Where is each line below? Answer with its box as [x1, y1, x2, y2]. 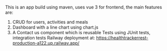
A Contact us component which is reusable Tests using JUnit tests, [12, 30, 151, 35]
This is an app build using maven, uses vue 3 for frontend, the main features [5, 4, 162, 10]
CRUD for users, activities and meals [12, 19, 88, 25]
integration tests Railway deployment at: [12, 35, 95, 41]
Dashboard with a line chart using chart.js [12, 24, 98, 30]
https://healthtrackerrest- [95, 35, 148, 41]
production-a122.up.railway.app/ [12, 40, 80, 46]
